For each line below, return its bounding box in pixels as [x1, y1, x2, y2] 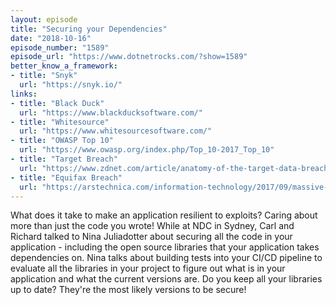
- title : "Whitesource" [10, 117, 110, 127]
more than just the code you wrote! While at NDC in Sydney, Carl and [10, 220, 295, 232]
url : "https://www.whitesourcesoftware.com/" [19, 126, 213, 136]
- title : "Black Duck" [10, 98, 105, 108]
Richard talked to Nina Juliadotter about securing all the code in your [10, 231, 293, 243]
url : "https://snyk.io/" [19, 80, 123, 90]
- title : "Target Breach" [10, 154, 118, 164]
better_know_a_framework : [10, 61, 118, 71]
